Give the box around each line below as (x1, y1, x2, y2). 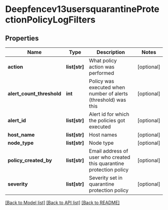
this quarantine (89, 160, 124, 167)
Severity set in (89, 175, 122, 181)
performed (89, 70, 114, 76)
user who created (89, 154, 130, 161)
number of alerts (89, 90, 128, 97)
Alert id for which (89, 111, 129, 118)
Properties (5, 34, 39, 42)
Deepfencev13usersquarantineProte (5, 3, 160, 15)
